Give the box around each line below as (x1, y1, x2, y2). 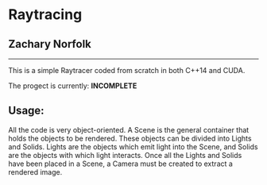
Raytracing (8, 6, 83, 24)
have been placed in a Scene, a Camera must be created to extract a (8, 159, 233, 168)
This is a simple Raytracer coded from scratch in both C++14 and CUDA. (8, 66, 246, 75)
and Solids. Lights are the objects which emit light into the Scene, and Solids (8, 141, 258, 152)
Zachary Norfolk (8, 37, 91, 51)
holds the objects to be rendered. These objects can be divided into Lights (8, 133, 252, 143)
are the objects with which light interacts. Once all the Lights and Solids (8, 150, 242, 160)
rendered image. (8, 167, 63, 176)
